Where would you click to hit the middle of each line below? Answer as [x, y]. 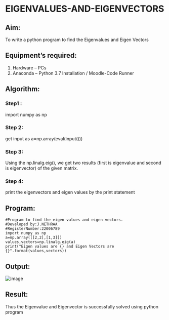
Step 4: [14, 181]
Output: [18, 266]
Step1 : [14, 103]
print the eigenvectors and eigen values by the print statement [70, 192]
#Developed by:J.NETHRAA [31, 224]
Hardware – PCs [29, 68]
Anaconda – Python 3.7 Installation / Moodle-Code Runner [73, 73]
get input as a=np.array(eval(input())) [44, 138]
